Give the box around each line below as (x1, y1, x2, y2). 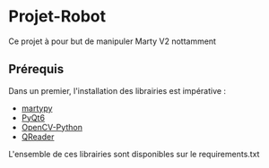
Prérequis (8, 62, 65, 77)
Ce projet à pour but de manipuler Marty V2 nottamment (8, 36, 217, 46)
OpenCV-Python (21, 122, 82, 132)
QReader (21, 131, 55, 142)
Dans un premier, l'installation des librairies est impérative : (8, 85, 226, 96)
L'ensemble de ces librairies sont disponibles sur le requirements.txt (8, 148, 260, 159)
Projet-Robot (8, 6, 107, 27)
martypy (21, 103, 53, 113)
